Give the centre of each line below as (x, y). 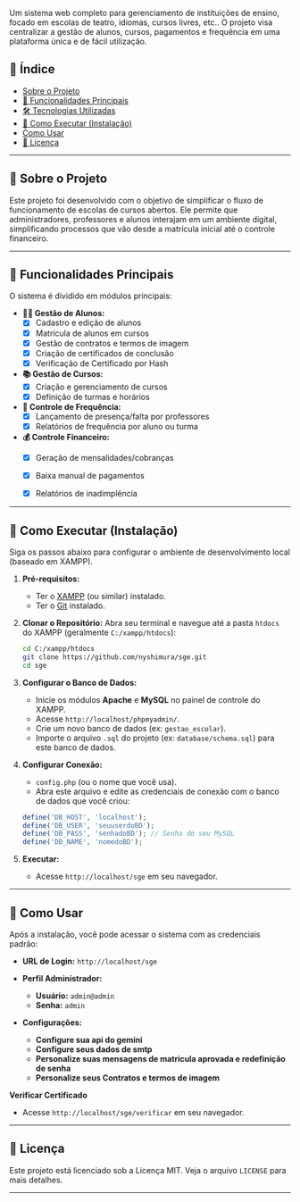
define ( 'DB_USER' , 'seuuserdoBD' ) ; (88, 825)
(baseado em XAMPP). (51, 561)
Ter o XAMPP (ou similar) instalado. (101, 596)
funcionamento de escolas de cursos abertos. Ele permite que (124, 210)
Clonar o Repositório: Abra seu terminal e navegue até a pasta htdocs (150, 623)
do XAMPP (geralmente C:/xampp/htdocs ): (99, 632)
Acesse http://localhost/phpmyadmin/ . (108, 719)
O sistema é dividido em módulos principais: (91, 296)
